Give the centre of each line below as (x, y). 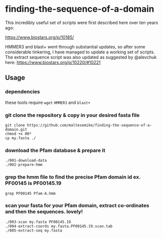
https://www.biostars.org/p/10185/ (40, 37)
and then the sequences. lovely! (44, 212)
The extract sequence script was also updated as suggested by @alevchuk (81, 57)
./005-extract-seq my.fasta (34, 230)
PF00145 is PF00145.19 (33, 183)
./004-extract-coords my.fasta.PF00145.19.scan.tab (59, 226)
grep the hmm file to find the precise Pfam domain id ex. (73, 177)
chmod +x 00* (18, 134)
